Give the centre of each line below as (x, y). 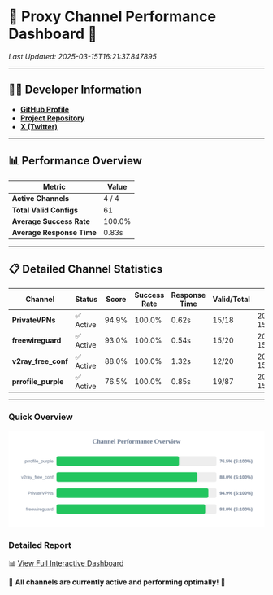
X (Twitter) (39, 126)
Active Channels (41, 199)
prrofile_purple (38, 381)
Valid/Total (231, 300)
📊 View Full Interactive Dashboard (66, 563)
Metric (54, 187)
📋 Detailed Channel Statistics (86, 269)
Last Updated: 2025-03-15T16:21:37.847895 (82, 56)
